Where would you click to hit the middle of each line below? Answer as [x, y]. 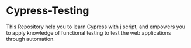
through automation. [31, 39]
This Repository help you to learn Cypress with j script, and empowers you [96, 27]
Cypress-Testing [48, 11]
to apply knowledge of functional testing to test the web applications [88, 32]
